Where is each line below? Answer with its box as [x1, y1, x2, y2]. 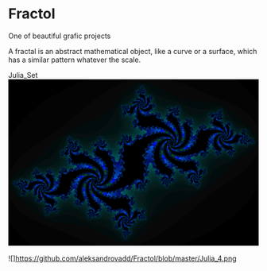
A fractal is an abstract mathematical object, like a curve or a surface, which [8, 46, 257, 56]
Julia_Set [8, 70, 38, 79]
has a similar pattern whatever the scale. [8, 55, 141, 64]
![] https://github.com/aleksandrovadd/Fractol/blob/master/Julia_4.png [8, 254, 237, 263]
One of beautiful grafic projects [8, 31, 111, 41]
